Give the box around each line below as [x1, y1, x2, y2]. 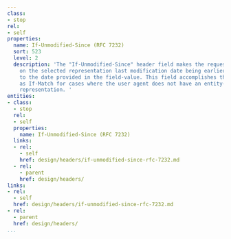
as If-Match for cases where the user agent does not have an [19, 80, 201, 87]
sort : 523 [13, 49, 41, 55]
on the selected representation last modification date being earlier [19, 67, 226, 74]
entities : [7, 93, 36, 100]
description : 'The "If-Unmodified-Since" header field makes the [13, 61, 205, 68]
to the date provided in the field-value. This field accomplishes [19, 73, 217, 81]
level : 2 [13, 55, 38, 62]
